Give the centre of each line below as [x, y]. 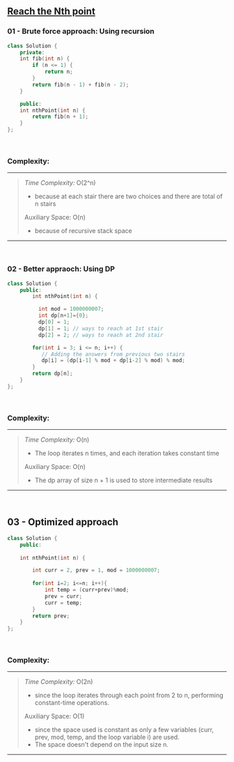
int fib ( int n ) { [45, 59]
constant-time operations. [72, 703]
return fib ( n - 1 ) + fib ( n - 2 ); [81, 84]
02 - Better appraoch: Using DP [61, 269]
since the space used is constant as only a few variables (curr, [124, 730]
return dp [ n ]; [53, 374]
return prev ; [51, 616]
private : [32, 52]
